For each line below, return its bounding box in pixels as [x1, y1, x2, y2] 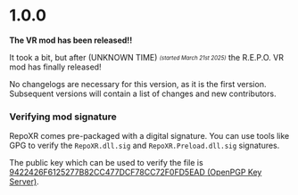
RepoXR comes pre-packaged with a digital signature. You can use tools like [9, 131, 290, 142]
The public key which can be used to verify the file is [9, 158, 203, 168]
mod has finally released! [9, 61, 102, 72]
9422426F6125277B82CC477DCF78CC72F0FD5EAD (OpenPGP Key [9, 167, 262, 178]
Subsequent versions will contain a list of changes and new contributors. [9, 88, 277, 99]
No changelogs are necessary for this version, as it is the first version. [9, 78, 267, 89]
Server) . [9, 176, 39, 187]
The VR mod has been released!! [9, 35, 133, 45]
